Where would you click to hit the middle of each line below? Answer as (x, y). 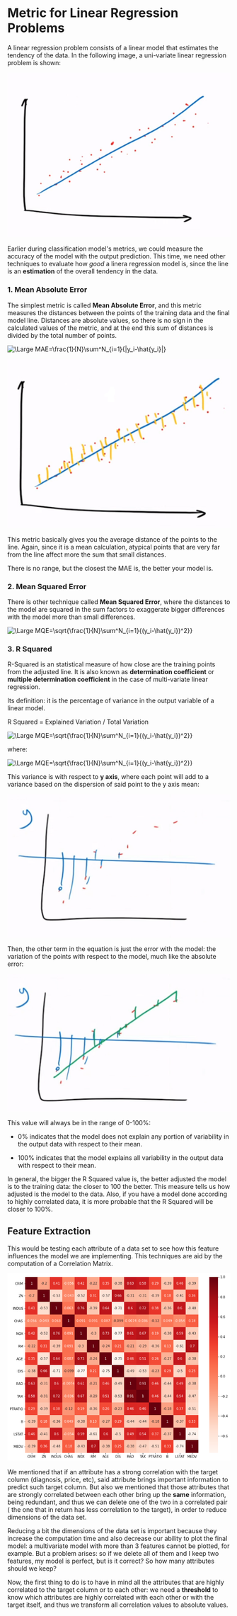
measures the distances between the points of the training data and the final (118, 312)
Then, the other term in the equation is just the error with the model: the (112, 949)
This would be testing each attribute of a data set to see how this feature (113, 1248)
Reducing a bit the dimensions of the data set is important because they (112, 1530)
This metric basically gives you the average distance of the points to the (112, 539)
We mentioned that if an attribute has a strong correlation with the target (113, 1472)
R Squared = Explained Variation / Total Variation (78, 722)
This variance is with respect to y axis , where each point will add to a (108, 777)
